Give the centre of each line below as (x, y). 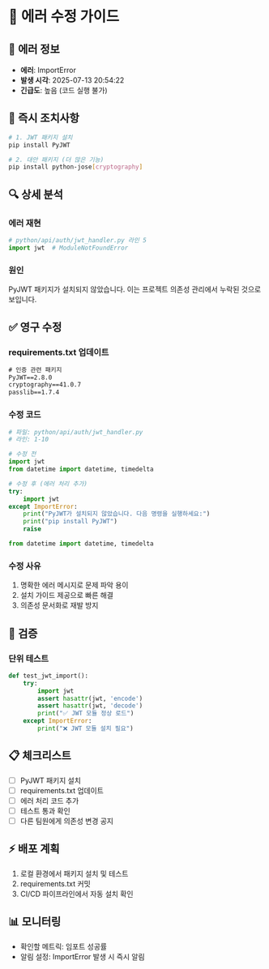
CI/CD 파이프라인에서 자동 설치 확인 (77, 894)
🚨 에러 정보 (34, 49)
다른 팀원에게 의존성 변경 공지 (66, 821)
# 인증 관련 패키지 (35, 369)
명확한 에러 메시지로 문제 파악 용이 (74, 585)
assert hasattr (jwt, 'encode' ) (90, 698)
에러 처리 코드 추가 (49, 800)
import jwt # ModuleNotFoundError (68, 248)
